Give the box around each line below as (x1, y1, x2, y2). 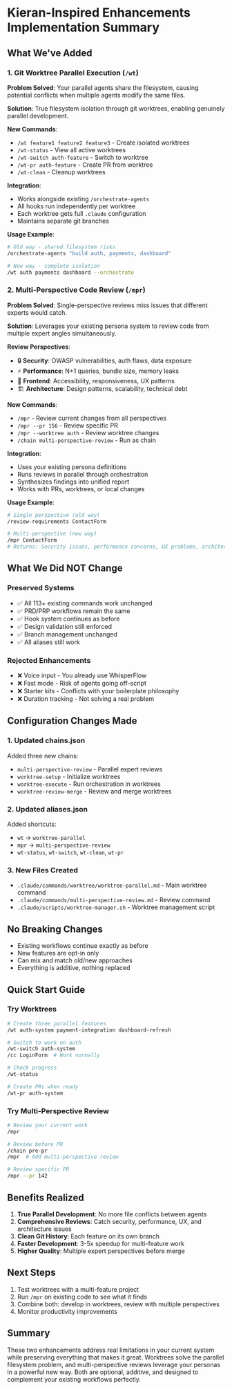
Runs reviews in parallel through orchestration (17, 470, 148, 478)
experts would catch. (7, 308, 68, 316)
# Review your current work (7, 1122, 88, 1128)
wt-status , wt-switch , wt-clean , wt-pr (17, 848, 124, 857)
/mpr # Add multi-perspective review (7, 1153, 119, 1160)
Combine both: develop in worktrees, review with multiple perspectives (17, 1299, 220, 1308)
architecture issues (17, 1225, 72, 1233)
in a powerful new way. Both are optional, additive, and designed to (7, 1368, 199, 1376)
